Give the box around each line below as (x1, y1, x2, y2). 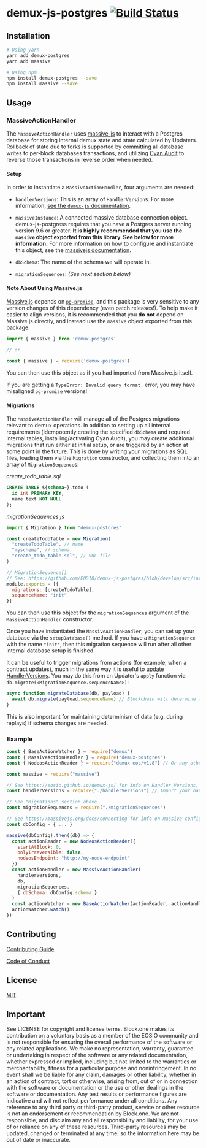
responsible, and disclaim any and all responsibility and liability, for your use (6, 1117, 199, 1124)
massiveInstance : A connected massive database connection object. (15, 214, 188, 221)
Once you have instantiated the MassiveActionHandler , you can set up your (6, 627, 195, 635)
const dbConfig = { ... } (6, 821, 72, 827)
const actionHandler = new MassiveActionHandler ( (12, 867, 141, 873)
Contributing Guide (6, 945, 55, 953)
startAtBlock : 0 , (17, 844, 62, 850)
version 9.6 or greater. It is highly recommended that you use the (15, 227, 183, 234)
